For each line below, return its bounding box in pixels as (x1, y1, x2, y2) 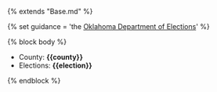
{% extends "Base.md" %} (7, 7, 93, 16)
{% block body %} (7, 37, 67, 46)
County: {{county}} (18, 53, 83, 61)
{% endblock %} (7, 76, 61, 85)
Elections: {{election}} (18, 61, 92, 70)
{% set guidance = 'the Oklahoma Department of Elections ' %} (7, 22, 211, 31)
